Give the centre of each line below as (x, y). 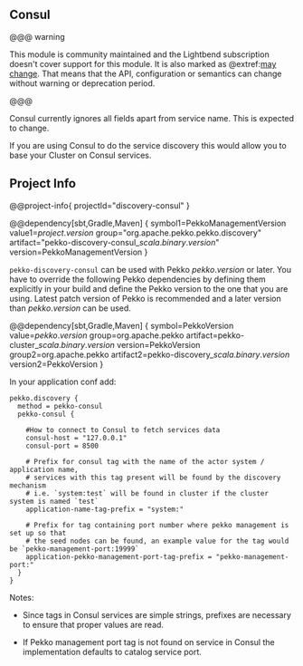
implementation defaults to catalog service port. (112, 652)
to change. (29, 128)
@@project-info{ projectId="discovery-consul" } (99, 205)
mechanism (28, 485)
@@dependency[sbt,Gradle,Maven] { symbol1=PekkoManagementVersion (148, 223)
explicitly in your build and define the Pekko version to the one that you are (149, 288)
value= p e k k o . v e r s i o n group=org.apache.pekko (97, 335)
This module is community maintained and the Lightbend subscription (139, 54)
